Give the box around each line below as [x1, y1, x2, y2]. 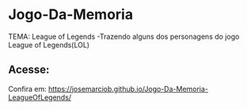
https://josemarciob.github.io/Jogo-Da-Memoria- [47, 84, 208, 93]
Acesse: [8, 63, 50, 77]
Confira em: [8, 84, 47, 93]
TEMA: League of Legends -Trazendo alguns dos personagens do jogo [8, 32, 240, 41]
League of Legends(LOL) [8, 40, 89, 49]
